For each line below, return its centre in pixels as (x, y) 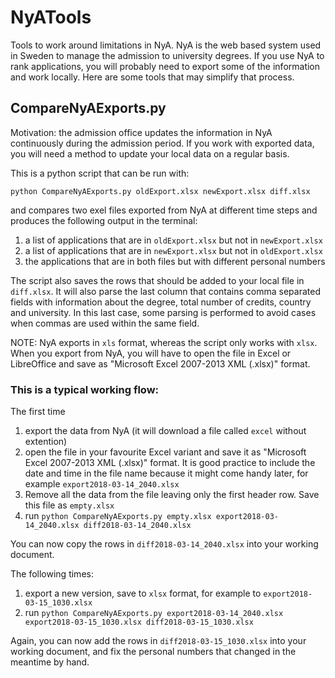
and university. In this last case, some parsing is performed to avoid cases (163, 312)
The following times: (52, 574)
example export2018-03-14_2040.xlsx (102, 484)
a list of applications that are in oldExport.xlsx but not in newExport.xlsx (173, 240)
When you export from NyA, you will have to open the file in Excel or (151, 353)
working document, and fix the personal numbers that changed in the (153, 652)
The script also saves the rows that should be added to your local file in (157, 280)
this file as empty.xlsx (69, 505)
